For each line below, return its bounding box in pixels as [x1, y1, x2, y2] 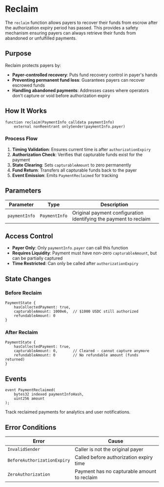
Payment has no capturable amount [75, 468, 157, 475]
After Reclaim [5, 329, 38, 336]
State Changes [5, 275, 51, 283]
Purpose [5, 49, 32, 58]
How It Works [5, 107, 47, 115]
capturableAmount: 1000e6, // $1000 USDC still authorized [14, 309, 139, 314]
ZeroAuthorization [7, 472, 50, 477]
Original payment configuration [72, 209, 144, 216]
